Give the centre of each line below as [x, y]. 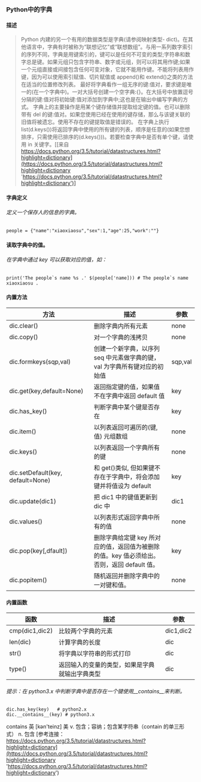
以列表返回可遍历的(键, [126, 427]
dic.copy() [24, 337]
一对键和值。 [112, 585]
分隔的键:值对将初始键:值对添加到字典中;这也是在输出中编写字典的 [102, 100]
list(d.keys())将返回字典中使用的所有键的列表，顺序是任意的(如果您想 [105, 130]
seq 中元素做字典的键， [127, 357]
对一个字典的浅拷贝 [121, 337]
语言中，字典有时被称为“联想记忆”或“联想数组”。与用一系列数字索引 [109, 47]
